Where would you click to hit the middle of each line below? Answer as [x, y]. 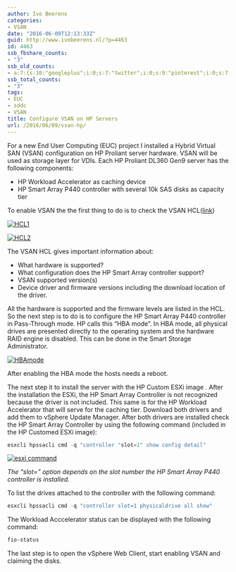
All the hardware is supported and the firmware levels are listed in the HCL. [116, 308]
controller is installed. [39, 480]
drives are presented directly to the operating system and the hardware [111, 331]
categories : [25, 20]
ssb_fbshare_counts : [38, 54]
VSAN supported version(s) [57, 280]
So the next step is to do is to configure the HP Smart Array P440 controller [117, 316]
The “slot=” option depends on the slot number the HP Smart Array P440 [114, 472]
